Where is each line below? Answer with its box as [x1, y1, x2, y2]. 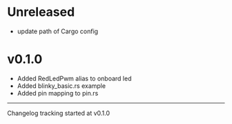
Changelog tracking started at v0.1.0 [7, 109, 110, 117]
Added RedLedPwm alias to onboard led [17, 74, 132, 82]
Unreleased [7, 4, 75, 20]
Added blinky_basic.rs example [17, 81, 106, 90]
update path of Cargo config [17, 27, 99, 35]
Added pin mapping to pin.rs [17, 89, 99, 97]
